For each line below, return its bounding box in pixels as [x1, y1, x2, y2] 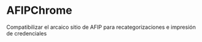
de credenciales [6, 29, 47, 37]
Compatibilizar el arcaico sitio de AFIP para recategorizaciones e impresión [6, 23, 196, 31]
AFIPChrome [6, 4, 72, 17]
